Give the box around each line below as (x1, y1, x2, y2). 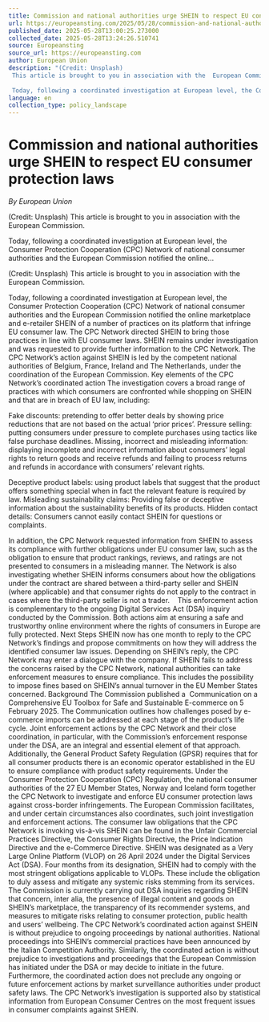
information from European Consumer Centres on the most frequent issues (8, 996, 256, 1006)
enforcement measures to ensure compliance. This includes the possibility (8, 672, 254, 682)
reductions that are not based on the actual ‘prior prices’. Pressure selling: (8, 419, 252, 430)
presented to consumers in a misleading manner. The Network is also (8, 561, 238, 571)
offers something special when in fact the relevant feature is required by (8, 487, 247, 496)
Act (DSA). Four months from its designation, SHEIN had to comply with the (8, 860, 257, 869)
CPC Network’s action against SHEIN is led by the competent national (8, 352, 238, 362)
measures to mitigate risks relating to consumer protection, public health (8, 911, 248, 921)
